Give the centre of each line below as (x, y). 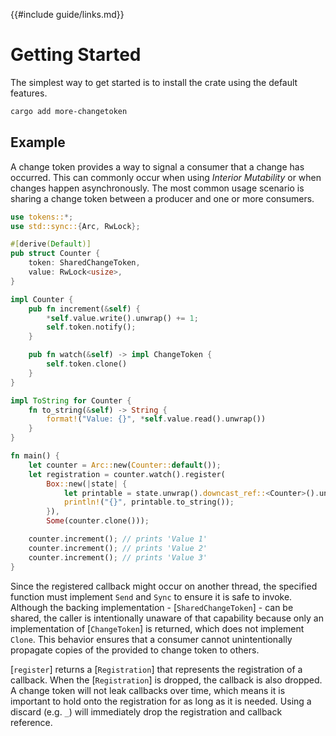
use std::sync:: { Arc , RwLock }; (75, 226)
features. (29, 93)
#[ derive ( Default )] (51, 244)
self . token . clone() (87, 364)
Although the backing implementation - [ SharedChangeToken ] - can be (152, 607)
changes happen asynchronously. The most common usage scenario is (157, 188)
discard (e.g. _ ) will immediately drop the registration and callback (146, 711)
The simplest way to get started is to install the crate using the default (154, 82)
